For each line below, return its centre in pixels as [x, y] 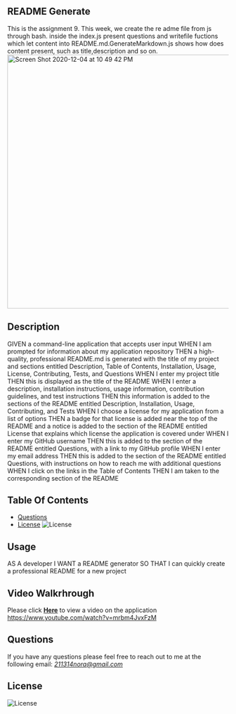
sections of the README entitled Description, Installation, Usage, [101, 403]
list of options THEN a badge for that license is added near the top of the [112, 418]
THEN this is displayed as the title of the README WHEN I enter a [102, 381]
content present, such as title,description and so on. [83, 51]
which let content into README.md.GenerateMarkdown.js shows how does [116, 43]
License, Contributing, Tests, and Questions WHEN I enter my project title [113, 374]
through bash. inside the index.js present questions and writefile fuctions [113, 36]
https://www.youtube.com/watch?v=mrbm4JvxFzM [82, 618]
